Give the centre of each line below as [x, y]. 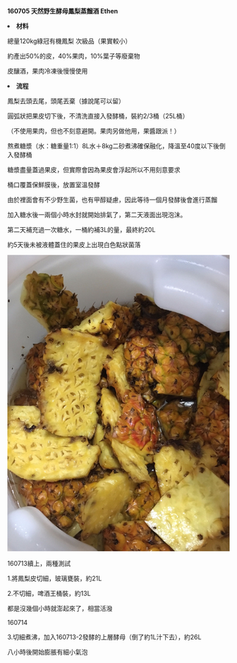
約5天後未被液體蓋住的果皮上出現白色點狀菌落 [74, 245]
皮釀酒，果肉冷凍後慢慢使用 [48, 71]
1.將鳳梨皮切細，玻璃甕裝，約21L [55, 578]
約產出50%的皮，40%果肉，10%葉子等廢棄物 [74, 56]
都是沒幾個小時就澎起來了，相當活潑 [60, 608]
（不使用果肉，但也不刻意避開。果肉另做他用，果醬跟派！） [94, 131]
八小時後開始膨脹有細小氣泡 [48, 652]
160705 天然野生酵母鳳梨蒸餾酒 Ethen [63, 11]
